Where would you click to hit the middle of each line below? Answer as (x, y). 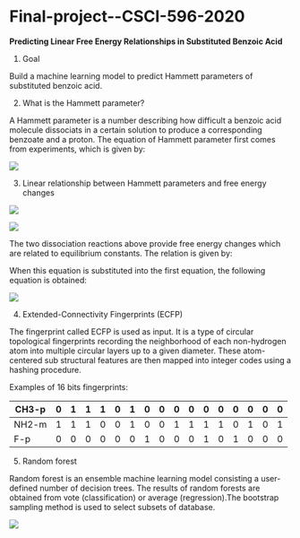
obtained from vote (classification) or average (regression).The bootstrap (144, 497)
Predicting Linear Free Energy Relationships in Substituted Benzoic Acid (146, 41)
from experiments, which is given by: (77, 149)
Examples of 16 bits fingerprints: (69, 386)
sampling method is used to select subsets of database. (112, 507)
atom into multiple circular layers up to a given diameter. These (125, 351)
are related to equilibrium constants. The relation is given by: (121, 253)
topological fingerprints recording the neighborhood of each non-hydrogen (148, 341)
